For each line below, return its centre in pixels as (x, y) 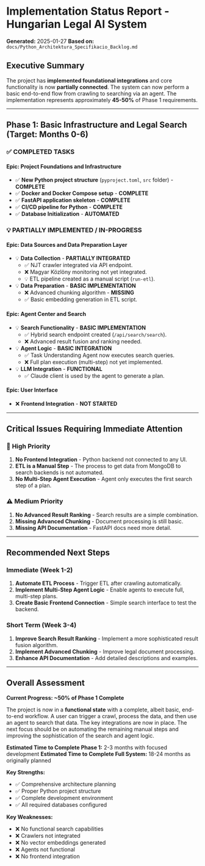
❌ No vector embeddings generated (60, 842)
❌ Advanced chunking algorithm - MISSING (79, 293)
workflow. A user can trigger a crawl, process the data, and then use (111, 716)
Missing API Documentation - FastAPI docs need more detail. (93, 527)
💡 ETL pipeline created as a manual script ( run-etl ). (90, 279)
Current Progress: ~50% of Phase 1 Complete (65, 697)
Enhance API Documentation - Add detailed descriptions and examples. (106, 658)
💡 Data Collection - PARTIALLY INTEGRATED (73, 259)
